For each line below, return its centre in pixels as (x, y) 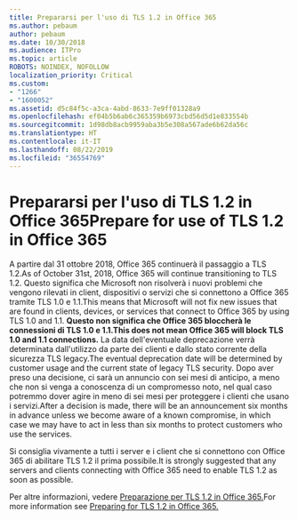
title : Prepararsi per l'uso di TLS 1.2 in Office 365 (113, 17)
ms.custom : (29, 84)
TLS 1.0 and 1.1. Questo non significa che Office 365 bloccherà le (130, 321)
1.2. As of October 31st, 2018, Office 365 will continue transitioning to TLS (143, 274)
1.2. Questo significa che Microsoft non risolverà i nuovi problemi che (136, 283)
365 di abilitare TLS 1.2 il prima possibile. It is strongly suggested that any (143, 461)
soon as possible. (41, 480)
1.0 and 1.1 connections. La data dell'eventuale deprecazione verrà (132, 340)
